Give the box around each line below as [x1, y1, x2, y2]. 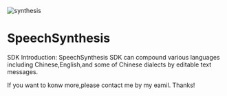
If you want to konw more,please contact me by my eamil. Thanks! [7, 81, 195, 89]
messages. [7, 67, 39, 75]
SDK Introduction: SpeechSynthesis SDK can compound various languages [7, 53, 220, 61]
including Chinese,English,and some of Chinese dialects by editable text [7, 60, 212, 69]
